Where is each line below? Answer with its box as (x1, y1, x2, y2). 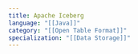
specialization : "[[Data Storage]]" (8, 33, 131, 42)
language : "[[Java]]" (8, 19, 81, 27)
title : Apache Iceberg (8, 11, 84, 20)
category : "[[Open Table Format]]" (8, 26, 128, 34)
